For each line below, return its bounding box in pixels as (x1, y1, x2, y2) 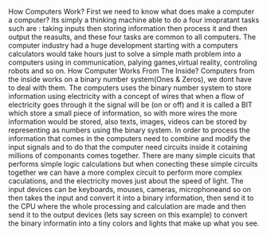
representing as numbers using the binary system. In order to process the (8, 125, 250, 135)
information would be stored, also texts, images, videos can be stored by (8, 117, 247, 126)
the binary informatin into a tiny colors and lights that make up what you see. (8, 218, 260, 228)
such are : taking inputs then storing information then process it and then (8, 24, 248, 33)
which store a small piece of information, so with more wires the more (8, 108, 238, 118)
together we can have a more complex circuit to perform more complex (8, 167, 242, 177)
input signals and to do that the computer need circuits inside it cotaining (8, 143, 248, 151)
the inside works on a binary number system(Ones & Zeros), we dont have (8, 75, 253, 84)
